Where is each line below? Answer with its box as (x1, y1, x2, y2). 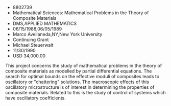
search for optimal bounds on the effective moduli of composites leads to (5, 74, 160, 79)
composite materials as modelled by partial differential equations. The (5, 68, 152, 74)
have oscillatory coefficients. (5, 95, 66, 101)
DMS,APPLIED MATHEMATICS (12, 20, 77, 26)
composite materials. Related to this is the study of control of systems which (5, 90, 166, 95)
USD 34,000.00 (12, 53, 46, 59)
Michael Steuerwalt (12, 42, 54, 48)
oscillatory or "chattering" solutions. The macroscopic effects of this (5, 79, 150, 85)
